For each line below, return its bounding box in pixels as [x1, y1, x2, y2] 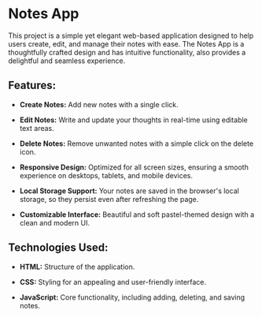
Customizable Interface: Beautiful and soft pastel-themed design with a [19, 210, 255, 219]
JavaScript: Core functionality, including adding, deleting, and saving [19, 293, 245, 302]
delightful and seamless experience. [8, 56, 126, 65]
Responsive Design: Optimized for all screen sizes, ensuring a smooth [19, 162, 249, 172]
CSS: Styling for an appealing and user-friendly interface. [19, 277, 207, 286]
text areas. [19, 123, 55, 132]
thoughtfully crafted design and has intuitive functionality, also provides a [8, 47, 246, 57]
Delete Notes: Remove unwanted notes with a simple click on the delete [19, 139, 254, 148]
